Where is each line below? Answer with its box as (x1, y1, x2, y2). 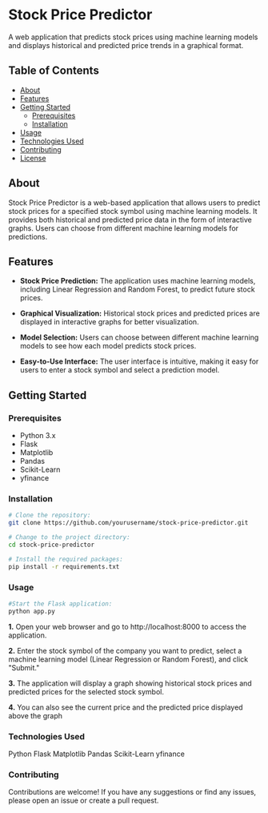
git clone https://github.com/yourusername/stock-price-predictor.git (8, 519, 249, 527)
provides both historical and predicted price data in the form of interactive (8, 215, 252, 224)
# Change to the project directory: (8, 533, 130, 541)
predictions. (8, 231, 48, 241)
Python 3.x (19, 431, 56, 441)
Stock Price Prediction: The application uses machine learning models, (19, 276, 256, 286)
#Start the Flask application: (8, 599, 113, 608)
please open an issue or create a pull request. (8, 795, 159, 806)
